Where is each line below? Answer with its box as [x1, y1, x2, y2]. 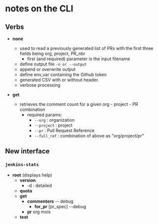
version [19, 177, 36, 183]
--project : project [34, 122, 73, 128]
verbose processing [19, 82, 61, 88]
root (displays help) [12, 172, 52, 178]
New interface [5, 147, 50, 156]
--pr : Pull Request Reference [34, 128, 95, 134]
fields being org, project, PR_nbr [19, 50, 85, 56]
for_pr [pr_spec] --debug [34, 203, 86, 209]
